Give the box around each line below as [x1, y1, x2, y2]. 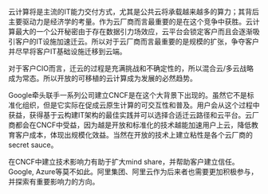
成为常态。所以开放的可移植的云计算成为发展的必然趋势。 [8, 74, 197, 83]
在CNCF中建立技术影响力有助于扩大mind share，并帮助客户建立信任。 [8, 157, 239, 166]
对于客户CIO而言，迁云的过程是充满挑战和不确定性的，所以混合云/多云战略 [8, 64, 254, 73]
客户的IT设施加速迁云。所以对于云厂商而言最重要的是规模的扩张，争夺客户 [14, 37, 259, 46]
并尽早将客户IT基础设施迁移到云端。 [8, 47, 127, 56]
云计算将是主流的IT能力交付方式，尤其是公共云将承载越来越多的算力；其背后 [8, 7, 259, 16]
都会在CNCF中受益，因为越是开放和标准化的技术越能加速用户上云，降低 [14, 120, 252, 130]
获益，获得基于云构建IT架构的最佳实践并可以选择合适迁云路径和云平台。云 [8, 111, 253, 119]
